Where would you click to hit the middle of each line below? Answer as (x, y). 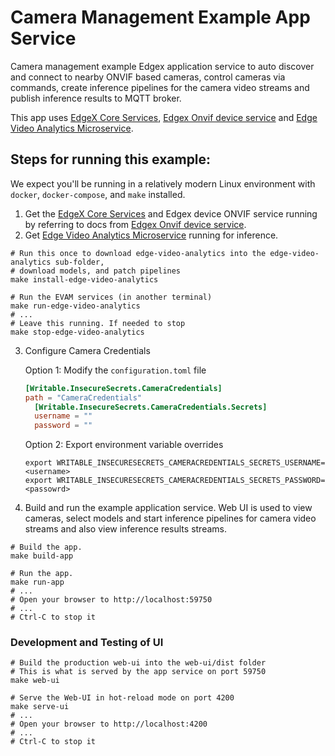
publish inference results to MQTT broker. (96, 98)
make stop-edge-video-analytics (77, 332)
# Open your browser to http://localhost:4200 (109, 724)
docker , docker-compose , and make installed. (98, 194)
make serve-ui (40, 707)
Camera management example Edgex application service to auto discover (162, 66)
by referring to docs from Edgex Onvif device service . (135, 224)
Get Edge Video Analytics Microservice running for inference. (151, 235)
